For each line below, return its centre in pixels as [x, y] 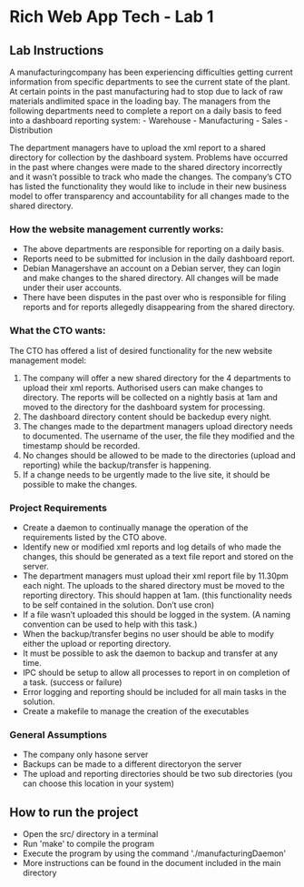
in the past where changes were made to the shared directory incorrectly [146, 167]
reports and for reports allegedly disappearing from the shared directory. [158, 307]
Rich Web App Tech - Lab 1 [112, 17]
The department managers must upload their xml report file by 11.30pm [155, 576]
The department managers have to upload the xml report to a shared [137, 148]
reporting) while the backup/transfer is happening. [117, 465]
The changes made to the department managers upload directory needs [157, 426]
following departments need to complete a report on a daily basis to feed [146, 111]
